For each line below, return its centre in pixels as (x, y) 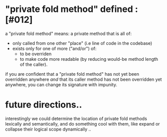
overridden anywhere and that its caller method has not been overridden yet (83, 79)
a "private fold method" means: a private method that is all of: (69, 33)
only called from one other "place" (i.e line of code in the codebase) (82, 43)
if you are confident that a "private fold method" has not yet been (72, 74)
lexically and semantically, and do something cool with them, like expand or (83, 124)
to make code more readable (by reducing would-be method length (89, 59)
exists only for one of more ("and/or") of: (54, 48)
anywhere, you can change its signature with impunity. (61, 84)
